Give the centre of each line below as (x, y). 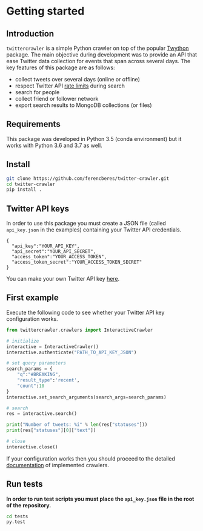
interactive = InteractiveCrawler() (52, 347)
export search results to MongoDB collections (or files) (84, 105)
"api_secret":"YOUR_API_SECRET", (54, 252)
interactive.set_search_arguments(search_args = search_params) (86, 397)
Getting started (45, 11)
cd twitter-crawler (31, 184)
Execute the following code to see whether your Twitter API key (85, 312)
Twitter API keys (38, 209)
